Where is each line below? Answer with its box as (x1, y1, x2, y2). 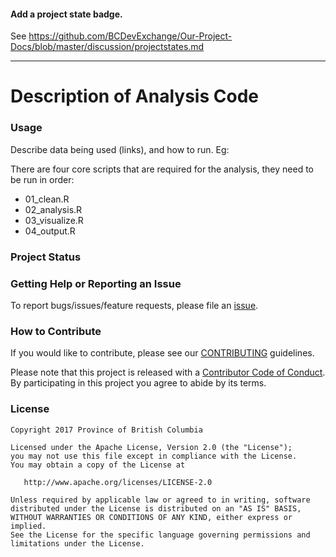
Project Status (10, 250, 82, 264)
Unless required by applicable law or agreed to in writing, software (10, 495, 311, 505)
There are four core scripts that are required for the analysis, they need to (10, 163, 315, 175)
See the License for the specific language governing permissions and (10, 530, 311, 540)
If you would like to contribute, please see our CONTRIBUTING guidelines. (10, 347, 315, 359)
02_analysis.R (24, 203, 83, 215)
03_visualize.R (24, 214, 84, 226)
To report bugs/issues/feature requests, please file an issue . (10, 299, 259, 311)
